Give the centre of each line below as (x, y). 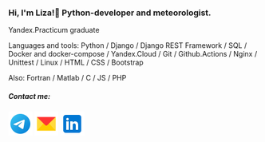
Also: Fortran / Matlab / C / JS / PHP (67, 78)
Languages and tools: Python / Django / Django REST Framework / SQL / (128, 45)
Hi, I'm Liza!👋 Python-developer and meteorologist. (110, 13)
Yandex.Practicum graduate (54, 30)
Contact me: (29, 96)
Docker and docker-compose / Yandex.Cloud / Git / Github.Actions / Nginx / (133, 54)
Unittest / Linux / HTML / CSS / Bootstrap (76, 62)
